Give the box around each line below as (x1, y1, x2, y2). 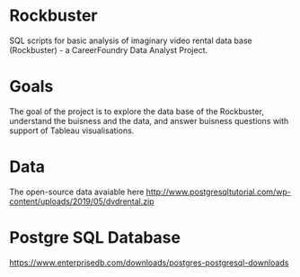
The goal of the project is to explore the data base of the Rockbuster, (9, 105, 265, 117)
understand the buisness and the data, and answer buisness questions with (9, 115, 289, 126)
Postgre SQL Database (9, 228, 181, 247)
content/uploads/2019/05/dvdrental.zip (9, 195, 154, 207)
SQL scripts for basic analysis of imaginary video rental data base (9, 35, 253, 46)
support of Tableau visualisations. (9, 125, 135, 136)
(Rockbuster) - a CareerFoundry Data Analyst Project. (9, 44, 208, 55)
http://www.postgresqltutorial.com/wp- (146, 186, 292, 197)
